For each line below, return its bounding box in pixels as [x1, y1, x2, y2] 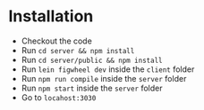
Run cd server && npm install [21, 44, 135, 55]
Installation [8, 6, 94, 27]
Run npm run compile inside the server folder [21, 73, 187, 83]
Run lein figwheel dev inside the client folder [21, 64, 195, 75]
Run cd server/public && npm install [21, 54, 163, 65]
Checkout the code [21, 35, 93, 46]
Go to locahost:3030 [21, 91, 97, 103]
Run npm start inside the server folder [21, 82, 163, 93]
